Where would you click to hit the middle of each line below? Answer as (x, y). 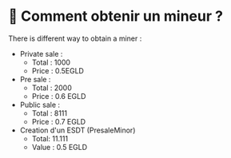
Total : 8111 (50, 113)
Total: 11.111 (50, 138)
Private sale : (41, 53)
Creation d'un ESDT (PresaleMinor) (78, 130)
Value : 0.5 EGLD (60, 147)
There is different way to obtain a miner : (75, 38)
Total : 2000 (52, 88)
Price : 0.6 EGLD (59, 96)
